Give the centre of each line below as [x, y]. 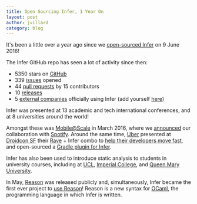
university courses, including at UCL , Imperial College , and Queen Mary [93, 164]
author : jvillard [27, 22]
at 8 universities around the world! [48, 117]
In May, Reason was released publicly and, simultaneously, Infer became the [98, 182]
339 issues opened [38, 80]
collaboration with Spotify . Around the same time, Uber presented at [89, 134]
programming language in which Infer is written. [64, 195]
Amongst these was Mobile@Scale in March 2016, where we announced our [98, 128]
